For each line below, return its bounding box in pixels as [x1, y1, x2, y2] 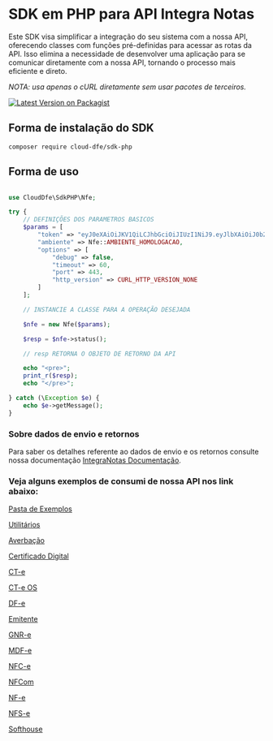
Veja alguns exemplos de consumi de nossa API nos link [8, 476, 234, 487]
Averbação [8, 536, 45, 545]
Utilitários [8, 520, 41, 530]
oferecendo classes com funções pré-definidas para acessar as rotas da [8, 40, 252, 50]
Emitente [8, 614, 38, 624]
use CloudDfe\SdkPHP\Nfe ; [8, 193, 96, 201]
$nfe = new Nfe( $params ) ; [23, 320, 111, 329]
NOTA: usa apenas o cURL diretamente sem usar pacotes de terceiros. [8, 82, 246, 92]
